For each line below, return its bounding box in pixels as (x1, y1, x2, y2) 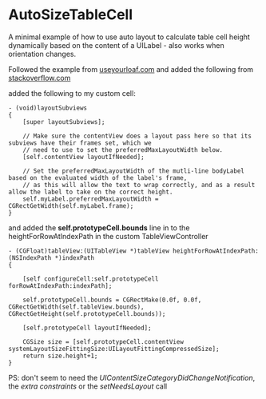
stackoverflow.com (8, 73, 71, 82)
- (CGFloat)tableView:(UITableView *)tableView (8, 246, 170, 255)
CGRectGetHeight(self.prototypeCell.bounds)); (8, 309, 166, 317)
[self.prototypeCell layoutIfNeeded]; (22, 324, 152, 332)
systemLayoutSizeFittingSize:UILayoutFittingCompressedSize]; (8, 345, 220, 353)
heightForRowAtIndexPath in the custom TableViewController (8, 231, 209, 241)
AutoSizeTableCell (8, 6, 133, 24)
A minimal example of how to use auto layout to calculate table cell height (8, 32, 250, 42)
